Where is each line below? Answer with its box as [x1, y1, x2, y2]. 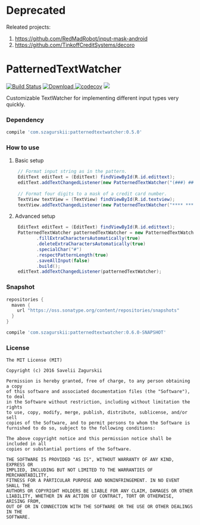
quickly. [6, 100, 26, 108]
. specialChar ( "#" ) [36, 246, 82, 252]
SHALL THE [6, 483, 31, 489]
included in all [6, 441, 46, 447]
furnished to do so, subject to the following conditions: [6, 425, 156, 431]
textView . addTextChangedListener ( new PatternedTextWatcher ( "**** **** [17, 202, 196, 208]
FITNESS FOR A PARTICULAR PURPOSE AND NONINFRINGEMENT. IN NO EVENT [6, 478, 180, 484]
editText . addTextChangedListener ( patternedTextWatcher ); [17, 268, 162, 275]
